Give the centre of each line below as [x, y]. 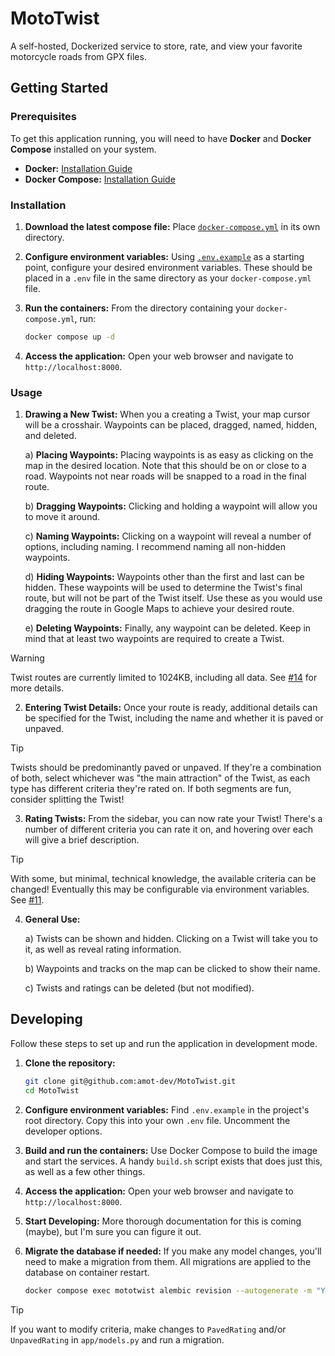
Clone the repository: [70, 1063]
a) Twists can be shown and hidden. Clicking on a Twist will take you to [171, 939]
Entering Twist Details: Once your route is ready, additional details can [171, 708]
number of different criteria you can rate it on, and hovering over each [169, 829]
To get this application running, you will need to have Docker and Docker [161, 138]
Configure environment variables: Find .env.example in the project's [167, 1109]
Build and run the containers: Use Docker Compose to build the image [171, 1150]
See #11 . [27, 900]
